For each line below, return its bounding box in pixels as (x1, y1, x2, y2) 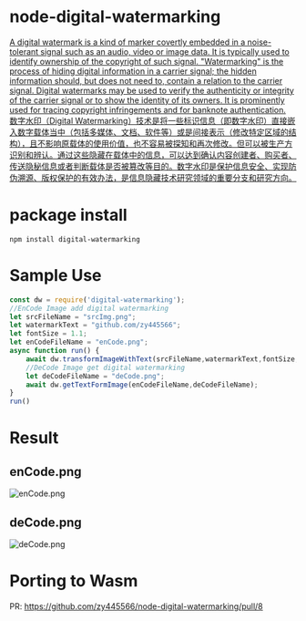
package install (9, 205, 127, 225)
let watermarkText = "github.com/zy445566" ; (9, 321, 181, 330)
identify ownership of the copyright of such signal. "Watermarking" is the (9, 56, 284, 67)
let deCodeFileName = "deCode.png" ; (25, 371, 166, 380)
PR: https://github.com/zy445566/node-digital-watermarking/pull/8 (9, 600, 264, 612)
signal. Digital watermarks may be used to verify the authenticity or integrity (9, 85, 294, 96)
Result (9, 428, 59, 449)
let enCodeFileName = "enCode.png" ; (9, 337, 148, 347)
